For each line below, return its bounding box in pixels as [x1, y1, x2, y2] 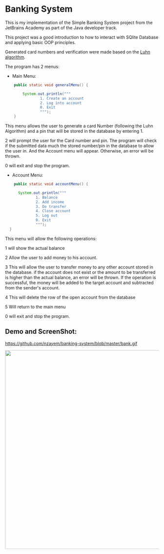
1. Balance [36, 195, 58, 200]
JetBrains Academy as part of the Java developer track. [5, 24, 118, 30]
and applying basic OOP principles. [5, 39, 76, 45]
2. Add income [36, 199, 64, 204]
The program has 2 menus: [5, 64, 60, 69]
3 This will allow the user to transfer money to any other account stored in [5, 264, 154, 270]
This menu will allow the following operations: [5, 236, 97, 242]
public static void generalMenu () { [14, 82, 89, 88]
